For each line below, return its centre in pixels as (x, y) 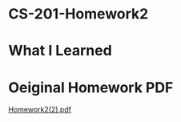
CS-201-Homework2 (78, 14)
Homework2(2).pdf (40, 110)
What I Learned (60, 51)
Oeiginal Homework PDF (91, 87)
